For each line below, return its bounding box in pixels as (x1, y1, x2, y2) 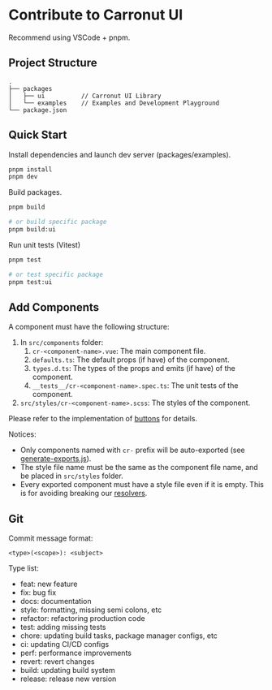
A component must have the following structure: (8, 322, 170, 332)
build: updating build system (19, 666, 115, 675)
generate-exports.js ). (19, 454, 92, 464)
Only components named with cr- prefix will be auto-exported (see (19, 445, 245, 455)
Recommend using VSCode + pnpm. (8, 32, 131, 42)
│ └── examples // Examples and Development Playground (8, 99, 220, 107)
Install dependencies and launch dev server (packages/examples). (8, 149, 231, 159)
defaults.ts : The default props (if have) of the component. (32, 355, 230, 364)
